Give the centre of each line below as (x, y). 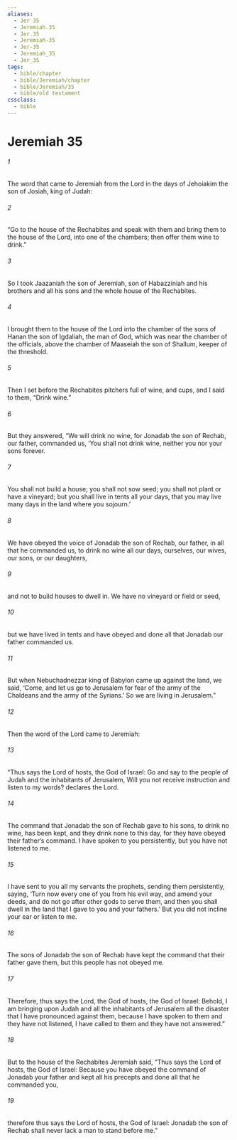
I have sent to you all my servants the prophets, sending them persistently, (116, 887)
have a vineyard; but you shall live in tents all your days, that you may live (115, 497)
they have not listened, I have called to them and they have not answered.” (116, 1023)
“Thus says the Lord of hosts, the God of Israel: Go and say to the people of (118, 772)
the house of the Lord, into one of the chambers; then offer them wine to (114, 237)
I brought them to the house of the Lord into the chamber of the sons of (112, 329)
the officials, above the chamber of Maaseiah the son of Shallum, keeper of (117, 344)
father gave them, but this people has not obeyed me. (86, 963)
